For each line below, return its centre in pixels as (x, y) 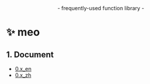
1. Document (30, 55)
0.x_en (23, 69)
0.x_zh (23, 75)
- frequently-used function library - (101, 8)
